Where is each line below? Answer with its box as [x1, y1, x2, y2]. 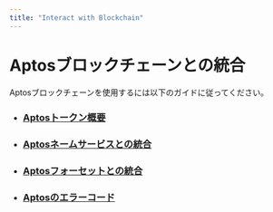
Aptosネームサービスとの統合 [22, 138, 152, 150]
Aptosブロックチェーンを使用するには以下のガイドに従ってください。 [9, 87, 269, 98]
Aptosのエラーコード [22, 191, 115, 204]
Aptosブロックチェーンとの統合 [9, 55, 246, 75]
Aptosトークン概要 [22, 111, 106, 124]
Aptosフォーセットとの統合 [22, 165, 143, 178]
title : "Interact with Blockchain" [9, 13, 144, 23]
